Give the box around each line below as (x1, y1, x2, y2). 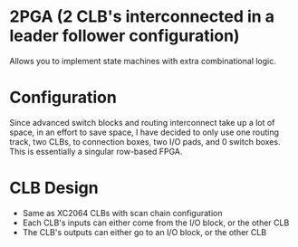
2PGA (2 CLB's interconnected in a (9, 6, 274, 27)
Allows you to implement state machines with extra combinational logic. (9, 55, 276, 66)
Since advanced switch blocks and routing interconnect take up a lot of (9, 117, 275, 128)
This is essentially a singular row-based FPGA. (9, 146, 183, 157)
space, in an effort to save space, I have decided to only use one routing (9, 127, 279, 138)
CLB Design (9, 178, 99, 198)
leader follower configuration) (9, 25, 240, 46)
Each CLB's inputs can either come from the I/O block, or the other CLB (22, 217, 290, 228)
